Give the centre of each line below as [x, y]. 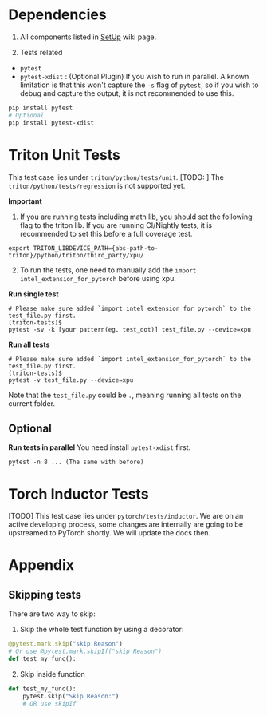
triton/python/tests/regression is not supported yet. [97, 185]
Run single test [33, 294]
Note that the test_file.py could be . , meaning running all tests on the [125, 395]
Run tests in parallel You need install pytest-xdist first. [100, 447]
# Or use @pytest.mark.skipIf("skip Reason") [85, 652]
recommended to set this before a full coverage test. [106, 233]
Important [25, 201]
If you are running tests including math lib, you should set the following [136, 217]
